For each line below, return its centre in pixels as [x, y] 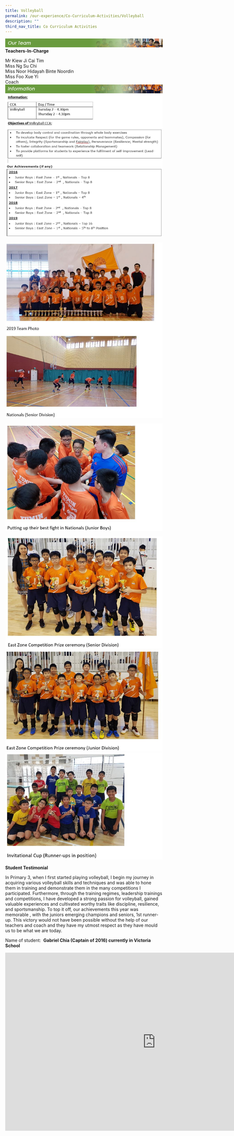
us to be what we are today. [34, 931]
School [13, 946]
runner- [150, 915]
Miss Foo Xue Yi [22, 77]
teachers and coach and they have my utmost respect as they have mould [81, 925]
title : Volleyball [24, 11]
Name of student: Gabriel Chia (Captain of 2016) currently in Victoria [78, 940]
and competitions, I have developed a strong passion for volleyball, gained [82, 899]
